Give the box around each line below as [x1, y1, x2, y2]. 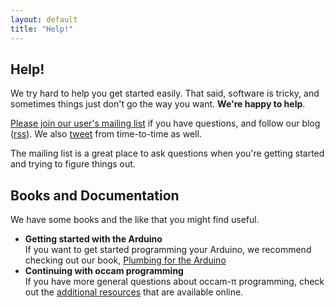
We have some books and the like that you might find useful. [10, 214, 260, 226]
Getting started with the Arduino [24, 233, 163, 245]
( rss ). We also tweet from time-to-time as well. [10, 128, 202, 140]
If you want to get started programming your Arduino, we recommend [24, 244, 312, 256]
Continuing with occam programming [24, 265, 184, 277]
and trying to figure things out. [10, 158, 136, 170]
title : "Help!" [10, 24, 74, 34]
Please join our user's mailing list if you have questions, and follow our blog [10, 117, 321, 130]
